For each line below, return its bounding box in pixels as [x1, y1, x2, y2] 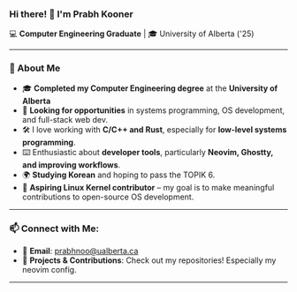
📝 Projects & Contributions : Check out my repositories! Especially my [21, 255, 277, 266]
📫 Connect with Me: [9, 222, 100, 235]
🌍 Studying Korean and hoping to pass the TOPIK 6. [21, 169, 216, 180]
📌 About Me [9, 62, 61, 74]
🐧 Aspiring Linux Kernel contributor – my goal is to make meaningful [21, 182, 275, 192]
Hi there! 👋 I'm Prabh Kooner [9, 8, 134, 20]
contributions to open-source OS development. [21, 191, 194, 202]
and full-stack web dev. [21, 114, 109, 124]
